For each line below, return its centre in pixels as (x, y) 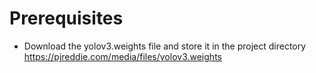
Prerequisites (66, 18)
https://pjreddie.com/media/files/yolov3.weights (122, 56)
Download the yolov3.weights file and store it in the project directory (165, 46)
